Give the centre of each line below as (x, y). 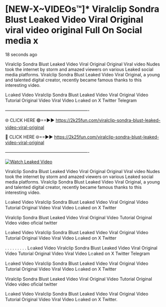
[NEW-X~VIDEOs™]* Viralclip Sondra (82, 9)
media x (22, 41)
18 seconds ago (21, 54)
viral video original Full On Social (74, 30)
